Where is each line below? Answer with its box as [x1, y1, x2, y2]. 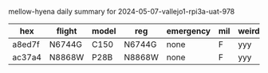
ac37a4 [12, 52, 42, 63]
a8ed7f [12, 39, 40, 50]
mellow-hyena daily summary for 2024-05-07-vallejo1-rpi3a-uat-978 [8, 7, 235, 16]
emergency [166, 25, 211, 36]
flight [56, 25, 77, 36]
